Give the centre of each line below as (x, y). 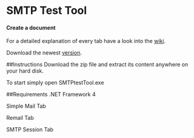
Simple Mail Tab (26, 106)
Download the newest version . (44, 53)
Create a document (31, 27)
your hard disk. (25, 71)
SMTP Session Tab (30, 130)
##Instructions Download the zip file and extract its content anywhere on (97, 65)
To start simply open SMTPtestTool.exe (55, 83)
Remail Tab (20, 118)
